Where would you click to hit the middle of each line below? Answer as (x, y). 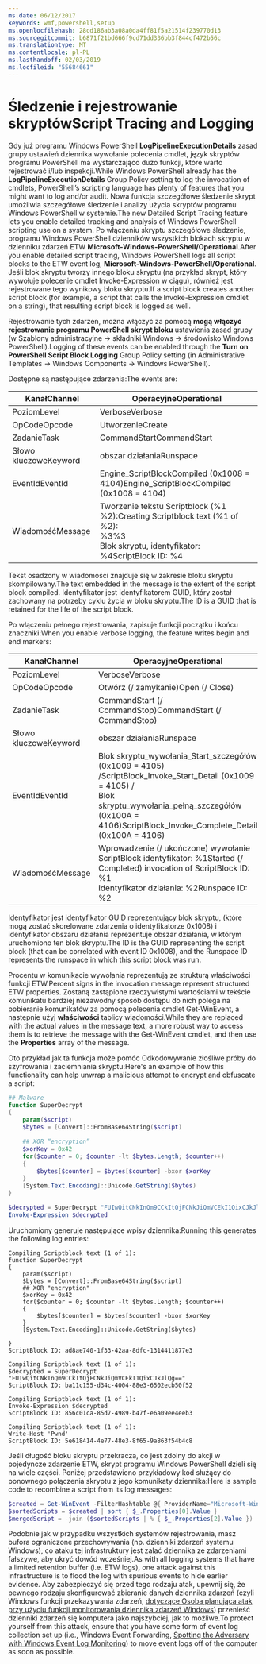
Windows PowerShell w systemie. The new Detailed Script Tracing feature (128, 213)
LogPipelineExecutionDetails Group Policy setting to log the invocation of (129, 179)
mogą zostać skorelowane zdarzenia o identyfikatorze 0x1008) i (113, 925)
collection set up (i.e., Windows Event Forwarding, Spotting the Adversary (129, 1635)
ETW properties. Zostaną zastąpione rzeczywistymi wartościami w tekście (129, 992)
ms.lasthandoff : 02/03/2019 (55, 60)
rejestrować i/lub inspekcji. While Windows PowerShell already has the (122, 171)
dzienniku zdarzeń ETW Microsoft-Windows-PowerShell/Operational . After (132, 246)
